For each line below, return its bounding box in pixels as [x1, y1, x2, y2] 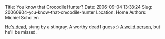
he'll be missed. [5, 29, 37, 35]
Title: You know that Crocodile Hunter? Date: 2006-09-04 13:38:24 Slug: [5, 4, 153, 10]
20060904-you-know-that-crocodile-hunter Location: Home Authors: [5, 9, 147, 15]
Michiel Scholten [5, 15, 39, 20]
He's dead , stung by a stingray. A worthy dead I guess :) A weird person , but [5, 24, 160, 30]
